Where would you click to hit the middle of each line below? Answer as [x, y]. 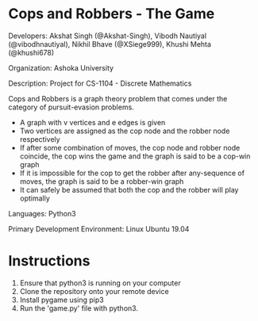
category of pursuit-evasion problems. [71, 107]
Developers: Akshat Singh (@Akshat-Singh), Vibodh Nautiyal [108, 36]
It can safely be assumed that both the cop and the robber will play [129, 189]
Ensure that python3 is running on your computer [100, 283]
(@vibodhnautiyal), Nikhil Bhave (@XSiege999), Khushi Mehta [110, 44]
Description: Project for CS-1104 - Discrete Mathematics [100, 83]
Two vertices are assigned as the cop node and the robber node [125, 131]
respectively [40, 139]
